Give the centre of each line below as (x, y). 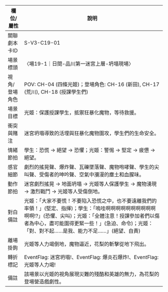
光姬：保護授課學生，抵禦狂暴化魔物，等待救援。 (82, 112)
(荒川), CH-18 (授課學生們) (56, 92)
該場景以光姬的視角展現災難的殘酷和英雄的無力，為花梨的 (92, 274)
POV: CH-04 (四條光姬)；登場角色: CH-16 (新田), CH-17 (92, 84)
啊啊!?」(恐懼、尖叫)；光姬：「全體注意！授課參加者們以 (89, 216)
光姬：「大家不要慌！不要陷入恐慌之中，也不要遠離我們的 (90, 201)
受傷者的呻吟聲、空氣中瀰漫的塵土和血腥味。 (92, 175)
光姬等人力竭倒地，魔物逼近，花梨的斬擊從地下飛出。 (87, 244)
